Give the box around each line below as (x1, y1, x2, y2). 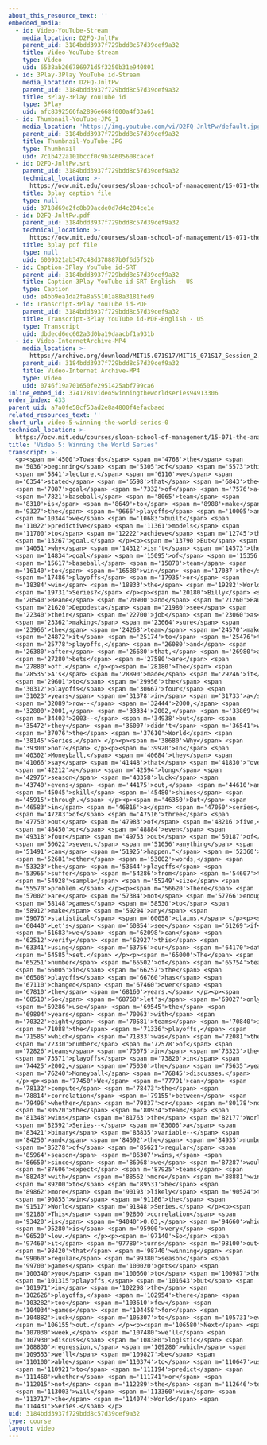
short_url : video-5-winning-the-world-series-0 (8, 419, 169, 426)
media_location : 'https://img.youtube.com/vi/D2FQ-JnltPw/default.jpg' (22, 123, 265, 130)
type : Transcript (22, 322, 80, 330)
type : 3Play (22, 100, 62, 108)
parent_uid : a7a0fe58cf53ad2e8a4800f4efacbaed (8, 403, 165, 412)
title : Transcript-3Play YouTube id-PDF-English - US (22, 315, 204, 323)
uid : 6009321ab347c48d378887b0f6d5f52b (22, 255, 155, 263)
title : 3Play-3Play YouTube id (22, 93, 126, 101)
